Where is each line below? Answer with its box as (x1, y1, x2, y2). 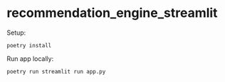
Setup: (6, 28, 26, 37)
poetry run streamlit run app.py (6, 68, 106, 75)
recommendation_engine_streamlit (6, 5, 218, 21)
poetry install (6, 42, 52, 49)
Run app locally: (6, 54, 54, 63)
